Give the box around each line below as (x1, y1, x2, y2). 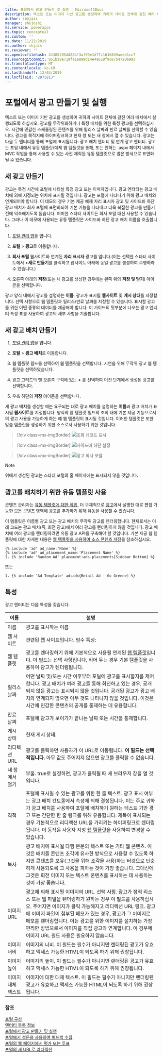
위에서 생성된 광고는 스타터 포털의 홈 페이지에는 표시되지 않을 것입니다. (5, 472, 138, 478)
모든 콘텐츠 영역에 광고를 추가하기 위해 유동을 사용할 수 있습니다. (14, 508, 136, 514)
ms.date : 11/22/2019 (5, 39, 47, 44)
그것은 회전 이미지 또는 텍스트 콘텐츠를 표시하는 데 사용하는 (26, 872, 153, 879)
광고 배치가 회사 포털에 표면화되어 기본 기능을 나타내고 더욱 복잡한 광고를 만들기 (5, 204, 155, 210)
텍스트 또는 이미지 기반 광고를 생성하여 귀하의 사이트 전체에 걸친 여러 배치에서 (5, 114, 151, 120)
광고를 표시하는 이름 (26, 623, 69, 630)
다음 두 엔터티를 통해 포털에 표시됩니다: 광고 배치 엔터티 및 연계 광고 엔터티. (5, 138, 147, 144)
